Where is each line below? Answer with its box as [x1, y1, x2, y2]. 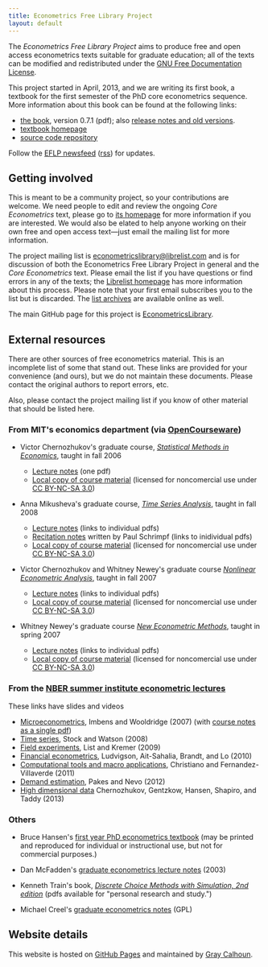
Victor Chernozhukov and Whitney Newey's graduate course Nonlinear [19, 564, 256, 574]
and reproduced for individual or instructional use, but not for [19, 841, 223, 850]
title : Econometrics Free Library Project [8, 11, 153, 20]
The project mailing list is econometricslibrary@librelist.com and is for [8, 251, 240, 261]
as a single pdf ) [19, 725, 72, 735]
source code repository [19, 132, 98, 142]
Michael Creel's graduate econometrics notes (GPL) [19, 905, 193, 915]
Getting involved [8, 171, 93, 185]
